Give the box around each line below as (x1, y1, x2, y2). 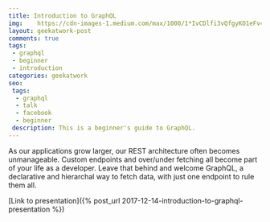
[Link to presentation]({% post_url (8, 195, 121, 205)
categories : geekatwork (8, 72, 88, 80)
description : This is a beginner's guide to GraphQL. (11, 124, 196, 132)
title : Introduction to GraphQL (8, 11, 117, 20)
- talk (15, 101, 38, 109)
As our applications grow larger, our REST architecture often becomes (8, 146, 240, 155)
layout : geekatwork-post (8, 27, 92, 35)
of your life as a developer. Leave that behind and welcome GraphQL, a (8, 162, 243, 173)
